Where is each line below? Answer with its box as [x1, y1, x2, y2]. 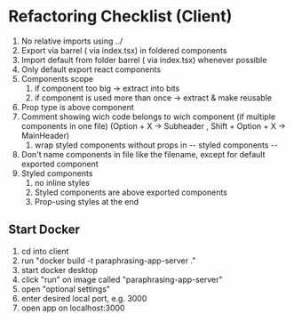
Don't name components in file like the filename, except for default [20, 149, 266, 159]
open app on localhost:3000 [20, 302, 125, 313]
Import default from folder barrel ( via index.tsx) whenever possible [20, 54, 267, 65]
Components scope [20, 73, 94, 84]
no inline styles [34, 177, 91, 188]
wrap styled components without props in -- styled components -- [34, 140, 279, 150]
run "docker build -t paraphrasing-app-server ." [20, 255, 196, 266]
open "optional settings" [20, 283, 111, 294]
